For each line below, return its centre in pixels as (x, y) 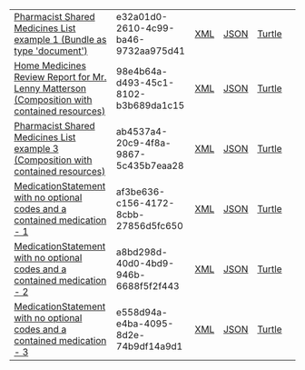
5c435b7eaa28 (150, 165)
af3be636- (141, 192)
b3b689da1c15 (151, 105)
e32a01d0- (142, 17)
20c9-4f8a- (144, 143)
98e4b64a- (142, 71)
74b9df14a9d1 (150, 346)
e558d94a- (142, 312)
